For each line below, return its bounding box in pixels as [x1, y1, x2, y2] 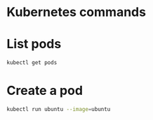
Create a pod [6, 83, 84, 98]
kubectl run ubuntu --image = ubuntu [6, 105, 111, 112]
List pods [6, 36, 62, 52]
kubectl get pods [6, 59, 58, 66]
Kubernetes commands [6, 4, 147, 20]
